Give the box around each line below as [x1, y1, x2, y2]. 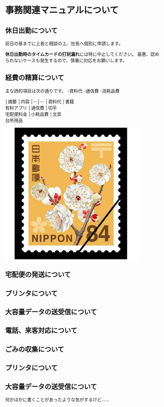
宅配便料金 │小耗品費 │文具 [5, 111, 61, 117]
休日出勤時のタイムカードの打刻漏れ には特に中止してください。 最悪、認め [5, 51, 159, 57]
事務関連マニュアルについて [5, 5, 119, 16]
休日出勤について [5, 26, 58, 35]
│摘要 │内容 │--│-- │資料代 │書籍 [5, 98, 74, 105]
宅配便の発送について [5, 270, 71, 279]
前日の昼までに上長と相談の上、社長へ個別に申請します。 [5, 41, 123, 46]
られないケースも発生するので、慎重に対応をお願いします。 [5, 57, 127, 63]
